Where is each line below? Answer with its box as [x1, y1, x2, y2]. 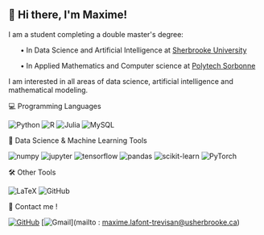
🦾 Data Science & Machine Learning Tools [8, 135, 147, 145]
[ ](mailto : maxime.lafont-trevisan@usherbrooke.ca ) [41, 217, 240, 227]
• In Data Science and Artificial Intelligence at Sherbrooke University [19, 45, 247, 55]
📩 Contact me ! [8, 201, 58, 211]
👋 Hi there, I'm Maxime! [8, 8, 127, 22]
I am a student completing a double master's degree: [8, 29, 184, 39]
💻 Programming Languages [8, 101, 102, 111]
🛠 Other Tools [8, 167, 56, 177]
